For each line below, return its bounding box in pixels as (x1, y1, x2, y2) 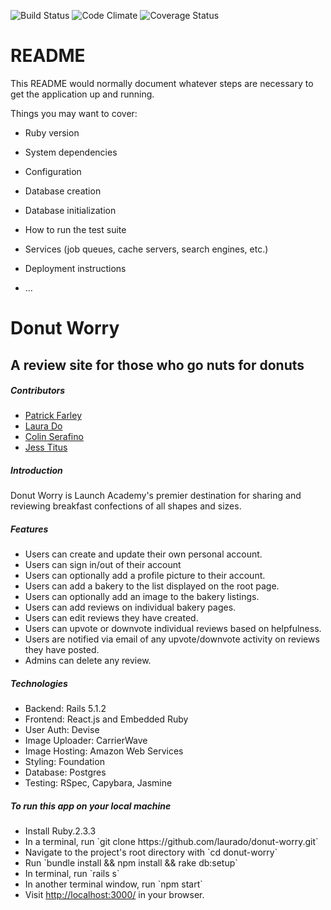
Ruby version (24, 126, 80, 139)
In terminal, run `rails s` (24, 868, 120, 880)
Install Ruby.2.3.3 (24, 825, 97, 837)
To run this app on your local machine (10, 800, 172, 812)
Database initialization (24, 204, 117, 216)
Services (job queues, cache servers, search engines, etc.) (24, 243, 269, 255)
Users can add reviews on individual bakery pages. (24, 601, 237, 614)
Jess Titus (24, 441, 68, 454)
